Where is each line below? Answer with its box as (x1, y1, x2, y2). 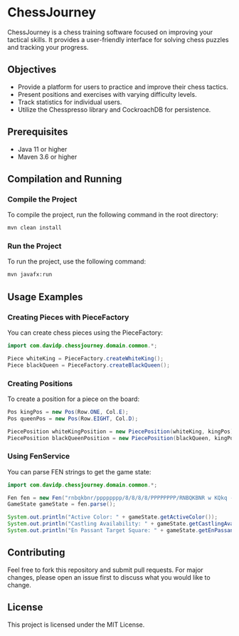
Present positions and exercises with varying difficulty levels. (17, 90, 197, 98)
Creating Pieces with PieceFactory (7, 312, 129, 322)
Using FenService (7, 452, 70, 462)
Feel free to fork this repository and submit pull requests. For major (7, 565, 204, 574)
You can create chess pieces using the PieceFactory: (7, 328, 164, 337)
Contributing (7, 546, 65, 559)
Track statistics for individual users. (17, 98, 122, 106)
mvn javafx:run (7, 271, 53, 278)
